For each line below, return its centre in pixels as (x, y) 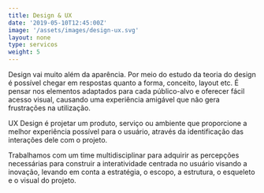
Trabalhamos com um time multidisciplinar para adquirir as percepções (124, 155)
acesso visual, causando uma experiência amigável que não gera (114, 100)
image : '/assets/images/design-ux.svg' (74, 30)
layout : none (30, 37)
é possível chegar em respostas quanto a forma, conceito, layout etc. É (123, 83)
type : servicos (33, 45)
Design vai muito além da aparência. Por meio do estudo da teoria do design (132, 74)
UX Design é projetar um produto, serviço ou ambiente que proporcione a (128, 123)
